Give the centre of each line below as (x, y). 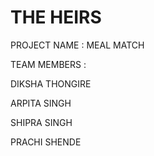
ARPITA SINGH (41, 103)
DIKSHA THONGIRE (51, 83)
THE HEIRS (56, 17)
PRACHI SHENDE (46, 142)
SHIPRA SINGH (41, 122)
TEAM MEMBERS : (48, 64)
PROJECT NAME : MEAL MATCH (77, 45)
